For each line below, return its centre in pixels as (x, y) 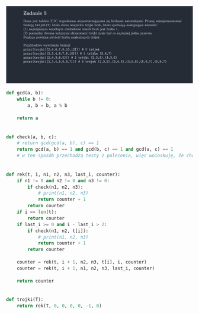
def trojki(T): (25, 300)
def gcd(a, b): (25, 93)
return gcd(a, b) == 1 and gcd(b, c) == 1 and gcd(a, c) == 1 (95, 150)
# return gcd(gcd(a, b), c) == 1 (58, 143)
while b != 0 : (34, 99)
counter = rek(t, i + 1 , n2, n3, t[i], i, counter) (82, 262)
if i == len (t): (37, 212)
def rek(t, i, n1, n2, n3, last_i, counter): (63, 175)
